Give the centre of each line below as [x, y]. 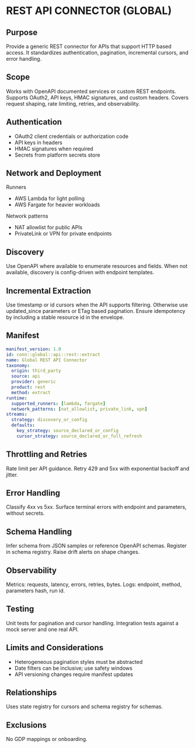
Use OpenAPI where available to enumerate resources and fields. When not [97, 266]
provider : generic [34, 382]
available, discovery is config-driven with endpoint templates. [80, 273]
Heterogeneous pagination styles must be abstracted [79, 661]
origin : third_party [36, 371]
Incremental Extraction [49, 291]
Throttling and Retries [47, 454]
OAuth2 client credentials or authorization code [71, 136]
